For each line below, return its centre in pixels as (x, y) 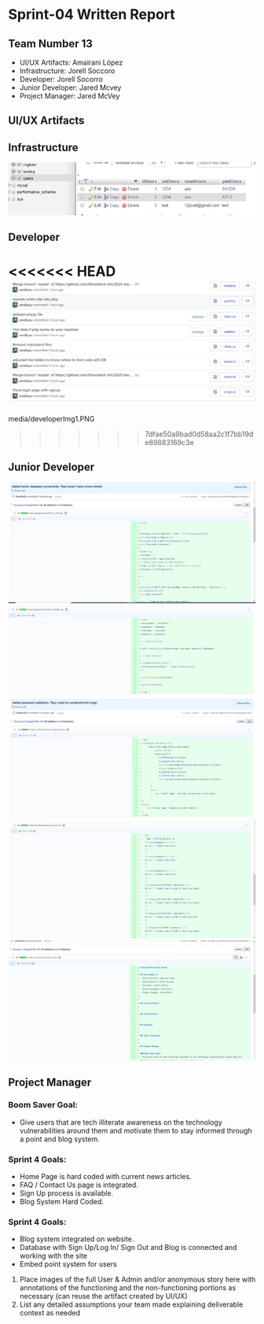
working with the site (53, 1256)
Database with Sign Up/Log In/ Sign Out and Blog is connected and (128, 1248)
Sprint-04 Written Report (92, 15)
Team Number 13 (50, 44)
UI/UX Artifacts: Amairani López (71, 62)
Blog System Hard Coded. (62, 1201)
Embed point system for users (68, 1264)
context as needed (50, 1313)
